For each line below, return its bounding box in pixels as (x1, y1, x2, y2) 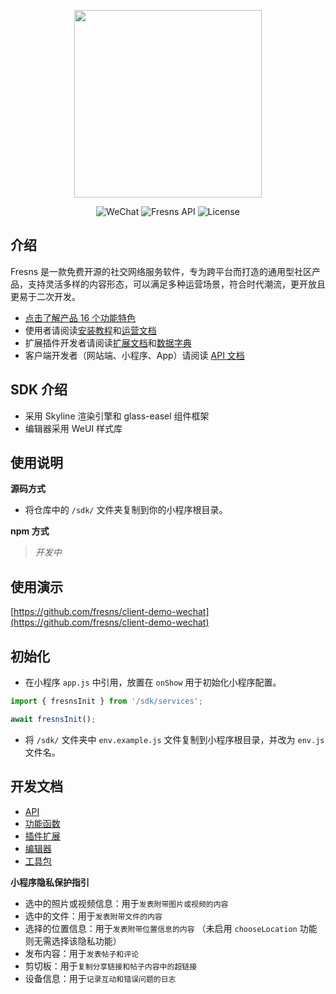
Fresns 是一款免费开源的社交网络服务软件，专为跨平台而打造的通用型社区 (10, 265, 313, 277)
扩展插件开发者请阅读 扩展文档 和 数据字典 (24, 336, 192, 349)
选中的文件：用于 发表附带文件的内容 (24, 910, 163, 922)
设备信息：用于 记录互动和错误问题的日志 (24, 972, 177, 984)
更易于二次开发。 (10, 290, 81, 302)
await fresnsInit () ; (10, 714, 97, 724)
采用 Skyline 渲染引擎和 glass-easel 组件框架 (24, 410, 210, 422)
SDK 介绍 (10, 381, 68, 399)
